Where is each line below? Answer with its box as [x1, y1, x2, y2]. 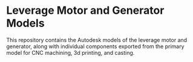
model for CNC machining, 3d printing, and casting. [6, 49, 135, 56]
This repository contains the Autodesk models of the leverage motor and [6, 36, 188, 43]
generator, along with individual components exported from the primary [6, 43, 185, 50]
